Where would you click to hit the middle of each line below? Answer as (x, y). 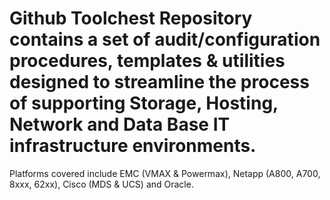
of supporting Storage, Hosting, (144, 103)
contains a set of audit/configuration (165, 39)
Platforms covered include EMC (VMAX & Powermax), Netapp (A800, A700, (165, 173)
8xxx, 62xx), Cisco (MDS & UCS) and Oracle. (101, 184)
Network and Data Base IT (120, 124)
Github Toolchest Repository (131, 18)
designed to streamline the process (159, 82)
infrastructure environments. (133, 146)
